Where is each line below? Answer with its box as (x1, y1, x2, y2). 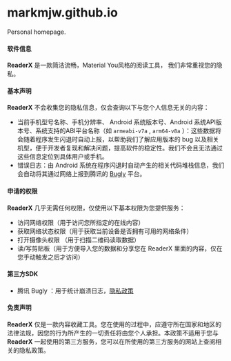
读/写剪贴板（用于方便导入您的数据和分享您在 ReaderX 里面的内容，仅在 (17, 244, 223, 253)
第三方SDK (7, 270, 39, 278)
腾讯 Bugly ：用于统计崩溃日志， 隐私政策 (17, 286, 134, 295)
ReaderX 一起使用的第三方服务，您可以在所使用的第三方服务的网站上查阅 (7, 337, 216, 346)
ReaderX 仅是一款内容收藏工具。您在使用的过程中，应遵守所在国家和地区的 (7, 320, 222, 329)
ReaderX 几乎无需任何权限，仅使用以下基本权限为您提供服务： (7, 204, 185, 212)
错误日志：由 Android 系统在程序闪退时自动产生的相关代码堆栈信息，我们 (17, 161, 225, 170)
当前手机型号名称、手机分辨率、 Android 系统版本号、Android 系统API (17, 118, 216, 126)
